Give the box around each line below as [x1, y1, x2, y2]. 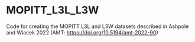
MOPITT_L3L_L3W [6, 3, 99, 17]
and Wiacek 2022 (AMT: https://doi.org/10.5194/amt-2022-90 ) [6, 29, 158, 36]
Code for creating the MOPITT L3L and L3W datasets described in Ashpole [6, 23, 189, 30]
